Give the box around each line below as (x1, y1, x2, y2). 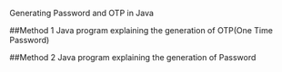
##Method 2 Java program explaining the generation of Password (9, 52, 257, 62)
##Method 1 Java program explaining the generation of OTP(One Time (9, 25, 273, 35)
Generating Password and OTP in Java (9, 8, 155, 18)
